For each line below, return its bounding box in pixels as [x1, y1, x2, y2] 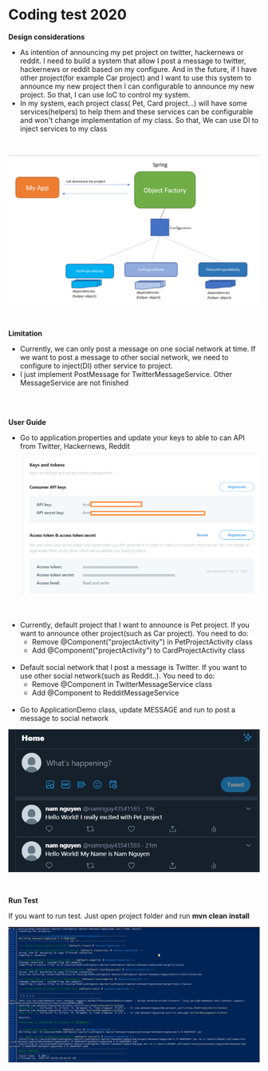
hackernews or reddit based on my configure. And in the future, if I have [19, 64, 258, 73]
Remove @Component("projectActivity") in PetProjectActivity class [31, 637, 253, 646]
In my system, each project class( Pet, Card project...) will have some [19, 98, 247, 108]
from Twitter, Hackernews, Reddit [19, 441, 130, 450]
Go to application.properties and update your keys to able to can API [19, 433, 245, 442]
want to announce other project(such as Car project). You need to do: [19, 629, 249, 638]
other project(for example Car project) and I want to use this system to [19, 73, 252, 82]
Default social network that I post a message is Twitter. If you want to [19, 662, 247, 672]
